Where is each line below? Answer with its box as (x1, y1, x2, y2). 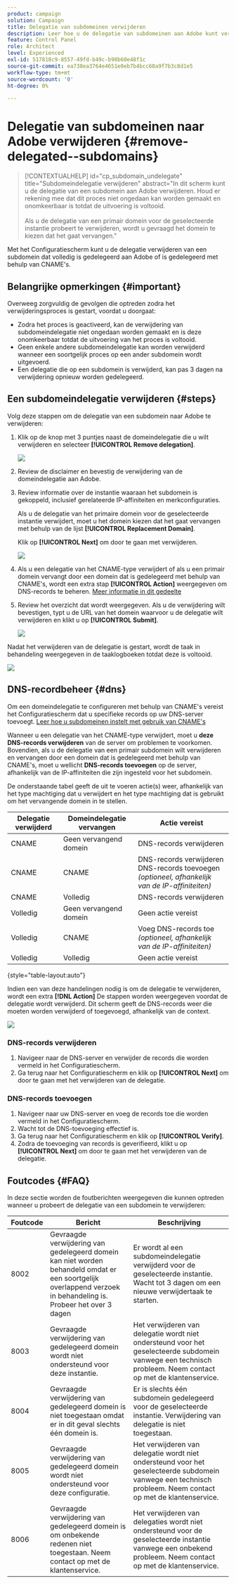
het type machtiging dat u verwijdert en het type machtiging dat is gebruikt (7, 789, 224, 798)
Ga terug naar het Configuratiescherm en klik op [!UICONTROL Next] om (17, 1068, 229, 1077)
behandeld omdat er (50, 1265, 117, 1275)
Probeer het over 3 (50, 1300, 112, 1310)
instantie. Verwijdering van (133, 1411, 221, 1421)
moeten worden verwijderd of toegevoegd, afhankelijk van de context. (7, 1007, 211, 1015)
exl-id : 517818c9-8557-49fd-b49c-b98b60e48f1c (7, 56, 146, 63)
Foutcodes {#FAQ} (7, 1175, 90, 1187)
